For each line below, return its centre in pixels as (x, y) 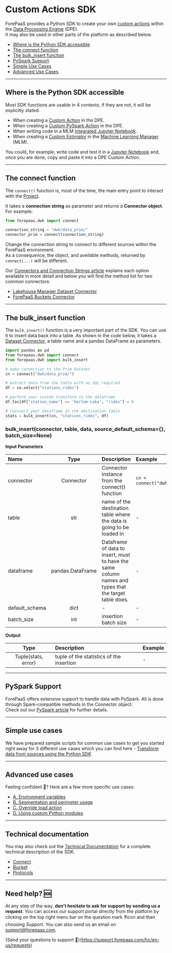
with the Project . (23, 196)
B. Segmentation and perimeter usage (53, 803)
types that (114, 587)
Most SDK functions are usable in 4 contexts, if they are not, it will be (78, 105)
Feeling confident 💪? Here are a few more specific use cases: (70, 787)
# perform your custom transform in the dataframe (60, 397)
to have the (115, 561)
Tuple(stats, (29, 656)
